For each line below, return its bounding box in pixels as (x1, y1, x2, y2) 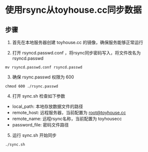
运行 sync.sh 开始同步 (12, 132, 57, 138)
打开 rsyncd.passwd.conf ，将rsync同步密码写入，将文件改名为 (12, 50, 141, 55)
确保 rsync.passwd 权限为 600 (12, 74, 74, 80)
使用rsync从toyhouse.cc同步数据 (5, 4, 142, 16)
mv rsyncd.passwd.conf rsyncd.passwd (5, 65, 83, 70)
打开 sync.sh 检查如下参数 (12, 93, 65, 99)
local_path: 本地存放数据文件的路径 (12, 103, 84, 109)
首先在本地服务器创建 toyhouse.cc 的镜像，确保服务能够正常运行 (12, 40, 144, 45)
